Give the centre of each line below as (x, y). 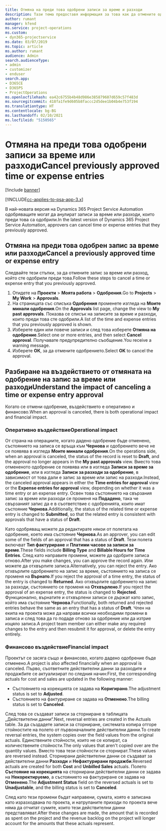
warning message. (31, 346)
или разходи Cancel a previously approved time (80, 253)
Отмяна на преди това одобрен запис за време (82, 245)
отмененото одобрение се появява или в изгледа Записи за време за (79, 467)
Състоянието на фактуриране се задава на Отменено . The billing (81, 699)
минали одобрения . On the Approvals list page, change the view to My (86, 309)
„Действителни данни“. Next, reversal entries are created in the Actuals (78, 719)
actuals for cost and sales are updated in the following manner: (69, 679)
